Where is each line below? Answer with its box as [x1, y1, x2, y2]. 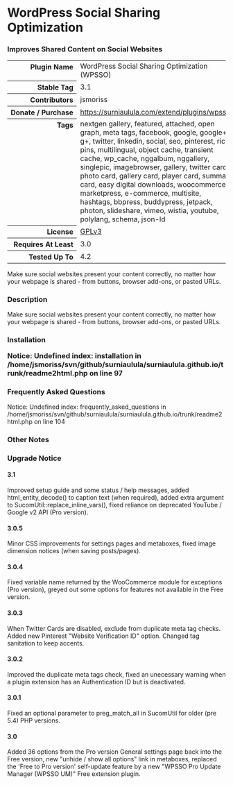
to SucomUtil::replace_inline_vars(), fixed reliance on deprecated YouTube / [7, 500, 222, 509]
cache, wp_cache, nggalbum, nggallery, [80, 154, 210, 164]
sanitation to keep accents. [7, 639, 85, 647]
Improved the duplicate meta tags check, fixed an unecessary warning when [7, 670, 226, 678]
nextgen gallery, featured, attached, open [80, 119, 215, 129]
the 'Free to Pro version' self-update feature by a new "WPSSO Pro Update [7, 762, 221, 771]
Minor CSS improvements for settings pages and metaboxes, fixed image [7, 539, 216, 548]
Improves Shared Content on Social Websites [7, 44, 163, 54]
